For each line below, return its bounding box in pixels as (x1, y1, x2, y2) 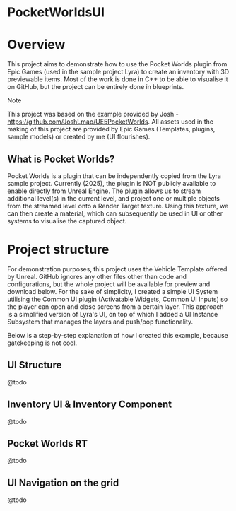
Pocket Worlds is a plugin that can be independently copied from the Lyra (7, 171, 221, 180)
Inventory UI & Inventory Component (7, 399, 172, 411)
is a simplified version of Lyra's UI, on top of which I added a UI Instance (7, 310, 218, 318)
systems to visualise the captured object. (7, 216, 127, 225)
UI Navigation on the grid (7, 476, 119, 488)
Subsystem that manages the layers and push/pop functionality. (7, 317, 194, 326)
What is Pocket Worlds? (7, 153, 115, 165)
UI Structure (7, 359, 62, 371)
